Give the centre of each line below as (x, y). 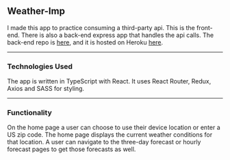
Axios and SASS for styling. (46, 89)
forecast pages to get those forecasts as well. (72, 149)
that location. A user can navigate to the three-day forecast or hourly (104, 142)
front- (205, 27)
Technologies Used (40, 66)
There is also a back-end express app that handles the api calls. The (117, 35)
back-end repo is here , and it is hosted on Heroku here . (85, 42)
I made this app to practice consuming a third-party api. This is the (101, 27)
